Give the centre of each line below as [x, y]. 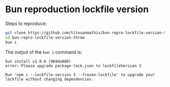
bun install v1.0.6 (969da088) [38, 61]
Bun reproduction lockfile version [77, 9]
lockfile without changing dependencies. [50, 79]
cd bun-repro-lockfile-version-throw [45, 37]
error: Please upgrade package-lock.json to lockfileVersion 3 [73, 66]
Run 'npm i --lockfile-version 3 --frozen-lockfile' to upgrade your [80, 75]
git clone [16, 33]
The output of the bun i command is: [44, 52]
